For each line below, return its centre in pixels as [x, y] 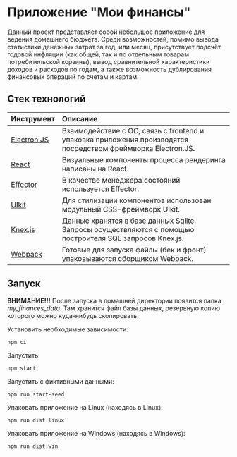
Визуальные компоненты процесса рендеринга [144, 159]
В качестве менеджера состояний [121, 180]
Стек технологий [47, 99]
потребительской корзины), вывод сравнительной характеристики [109, 61]
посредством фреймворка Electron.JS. [128, 148]
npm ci [17, 342]
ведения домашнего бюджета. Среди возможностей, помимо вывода [113, 39]
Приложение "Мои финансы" [99, 12]
